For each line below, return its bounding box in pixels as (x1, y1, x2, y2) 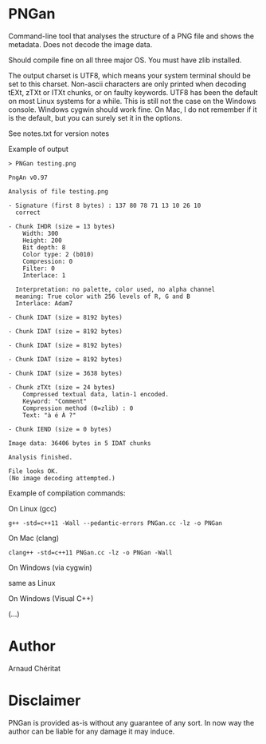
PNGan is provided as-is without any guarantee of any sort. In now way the (8, 718, 255, 727)
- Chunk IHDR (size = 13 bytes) (8, 222, 115, 230)
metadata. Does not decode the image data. (8, 39, 153, 49)
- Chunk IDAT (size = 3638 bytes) (8, 369, 123, 377)
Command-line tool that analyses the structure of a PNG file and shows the (8, 31, 255, 41)
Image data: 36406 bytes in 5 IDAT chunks (8, 439, 151, 448)
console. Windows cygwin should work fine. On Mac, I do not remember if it (8, 105, 257, 114)
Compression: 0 (22, 257, 73, 265)
